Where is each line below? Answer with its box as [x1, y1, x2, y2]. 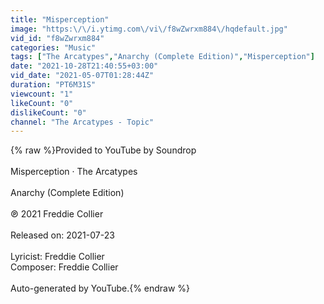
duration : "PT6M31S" [10, 80, 97, 90]
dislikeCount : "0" [10, 107, 87, 118]
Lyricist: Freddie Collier [10, 251, 105, 263]
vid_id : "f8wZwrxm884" [10, 33, 105, 43]
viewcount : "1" [10, 89, 74, 99]
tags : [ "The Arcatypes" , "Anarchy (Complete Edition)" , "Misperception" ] [10, 52, 315, 62]
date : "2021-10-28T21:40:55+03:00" [10, 61, 159, 71]
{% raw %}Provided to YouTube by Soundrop [10, 144, 197, 156]
